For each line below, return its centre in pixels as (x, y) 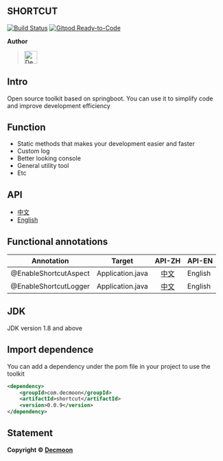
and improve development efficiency (59, 105)
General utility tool (43, 166)
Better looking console (49, 158)
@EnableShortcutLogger (50, 286)
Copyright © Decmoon (40, 449)
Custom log (33, 151)
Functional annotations (58, 241)
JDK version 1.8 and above (45, 328)
